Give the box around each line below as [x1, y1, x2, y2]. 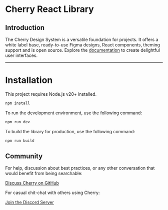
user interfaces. [5, 52, 38, 58]
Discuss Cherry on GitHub [5, 180, 59, 186]
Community [5, 152, 43, 160]
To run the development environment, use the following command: [5, 110, 142, 116]
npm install [5, 101, 30, 106]
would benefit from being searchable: [5, 171, 82, 177]
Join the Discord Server [5, 200, 54, 206]
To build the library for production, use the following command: [5, 128, 135, 134]
